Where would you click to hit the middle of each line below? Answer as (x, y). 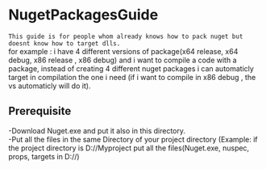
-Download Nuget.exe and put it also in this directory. (97, 130)
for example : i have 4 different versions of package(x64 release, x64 (123, 51)
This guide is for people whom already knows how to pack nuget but (126, 36)
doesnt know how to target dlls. (64, 43)
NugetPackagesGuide (83, 15)
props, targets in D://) (44, 156)
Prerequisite (40, 111)
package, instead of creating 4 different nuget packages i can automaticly (131, 68)
